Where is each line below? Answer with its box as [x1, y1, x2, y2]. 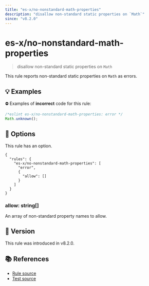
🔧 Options [5, 130, 36, 138]
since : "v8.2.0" [5, 16, 38, 21]
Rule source [12, 270, 37, 276]
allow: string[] [5, 202, 39, 209]
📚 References [5, 255, 49, 264]
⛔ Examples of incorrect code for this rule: [5, 101, 92, 106]
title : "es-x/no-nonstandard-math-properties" [5, 7, 101, 12]
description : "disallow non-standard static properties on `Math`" [5, 12, 145, 17]
